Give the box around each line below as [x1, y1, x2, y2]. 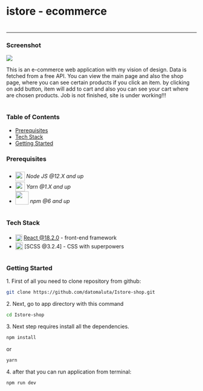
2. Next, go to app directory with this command [6, 300, 124, 308]
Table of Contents [6, 113, 60, 121]
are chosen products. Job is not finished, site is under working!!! [6, 92, 167, 99]
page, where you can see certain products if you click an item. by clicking [6, 79, 190, 86]
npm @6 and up [30, 198, 71, 205]
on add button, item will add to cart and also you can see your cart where [6, 85, 188, 92]
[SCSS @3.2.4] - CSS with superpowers [24, 242, 124, 250]
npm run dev [6, 380, 36, 386]
